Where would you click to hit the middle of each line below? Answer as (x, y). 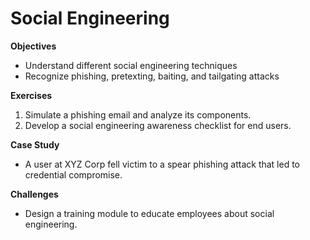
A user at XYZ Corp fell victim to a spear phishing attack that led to (162, 164)
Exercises (31, 95)
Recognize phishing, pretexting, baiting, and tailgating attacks (152, 76)
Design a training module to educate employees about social (149, 213)
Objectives (33, 46)
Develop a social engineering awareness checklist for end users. (158, 125)
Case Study (35, 144)
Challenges (34, 194)
